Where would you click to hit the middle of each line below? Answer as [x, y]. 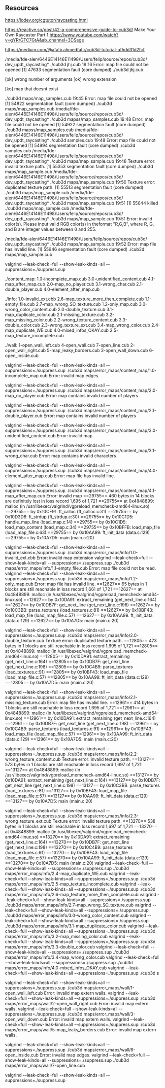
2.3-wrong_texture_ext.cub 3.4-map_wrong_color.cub [96, 325]
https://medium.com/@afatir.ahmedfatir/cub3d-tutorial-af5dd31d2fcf [75, 49]
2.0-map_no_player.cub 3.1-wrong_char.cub [91, 284]
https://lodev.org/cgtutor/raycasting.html [46, 20]
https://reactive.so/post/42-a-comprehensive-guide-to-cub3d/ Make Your [81, 30]
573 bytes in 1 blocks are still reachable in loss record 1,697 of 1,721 [73, 764]
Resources [22, 8]
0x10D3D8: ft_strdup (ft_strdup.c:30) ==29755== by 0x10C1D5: [69, 517]
